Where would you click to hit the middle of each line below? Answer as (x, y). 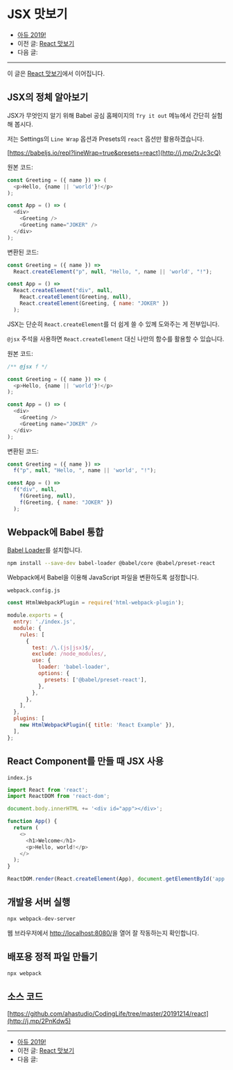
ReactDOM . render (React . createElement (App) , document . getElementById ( (110, 879)
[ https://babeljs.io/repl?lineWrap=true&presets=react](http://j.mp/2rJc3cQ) (114, 153)
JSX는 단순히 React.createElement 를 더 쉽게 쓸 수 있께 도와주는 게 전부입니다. (113, 324)
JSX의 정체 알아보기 (48, 97)
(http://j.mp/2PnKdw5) (39, 1021)
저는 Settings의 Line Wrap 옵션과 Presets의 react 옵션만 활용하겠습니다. (106, 139)
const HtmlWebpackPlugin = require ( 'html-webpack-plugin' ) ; (96, 603)
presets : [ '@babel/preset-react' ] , (96, 680)
